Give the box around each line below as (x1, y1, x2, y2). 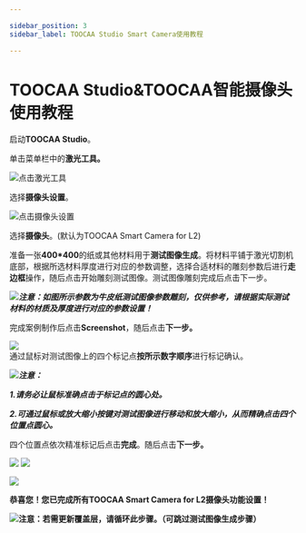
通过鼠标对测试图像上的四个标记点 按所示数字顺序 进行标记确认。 (9, 350, 248, 361)
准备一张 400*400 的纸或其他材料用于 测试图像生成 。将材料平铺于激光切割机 (9, 250, 294, 261)
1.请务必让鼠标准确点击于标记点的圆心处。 (9, 390, 167, 400)
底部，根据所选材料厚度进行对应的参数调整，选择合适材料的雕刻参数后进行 (9, 261, 288, 272)
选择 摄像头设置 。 (9, 192, 74, 202)
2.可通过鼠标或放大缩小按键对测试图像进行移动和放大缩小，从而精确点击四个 (9, 409, 296, 419)
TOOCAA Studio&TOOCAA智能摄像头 (9, 79, 293, 100)
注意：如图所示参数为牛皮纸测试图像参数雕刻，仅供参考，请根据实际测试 (18, 291, 289, 302)
